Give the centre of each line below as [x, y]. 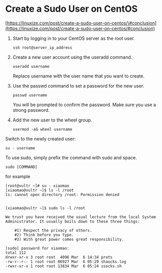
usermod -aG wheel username [42, 129]
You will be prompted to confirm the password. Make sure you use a [84, 105]
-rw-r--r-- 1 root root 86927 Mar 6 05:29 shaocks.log [66, 262]
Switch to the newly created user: [40, 139]
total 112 [16, 253]
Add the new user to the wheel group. [52, 120]
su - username [20, 148]
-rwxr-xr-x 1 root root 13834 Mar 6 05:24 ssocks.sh [64, 266]
